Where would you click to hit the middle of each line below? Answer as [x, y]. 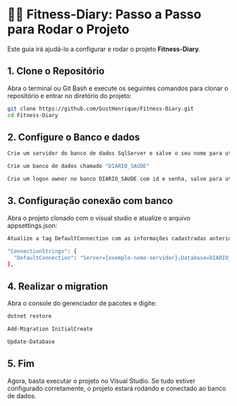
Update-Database [31, 342]
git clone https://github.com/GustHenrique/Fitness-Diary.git [101, 109]
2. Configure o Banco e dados [74, 137]
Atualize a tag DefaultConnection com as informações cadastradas [107, 238]
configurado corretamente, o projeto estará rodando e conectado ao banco [117, 388]
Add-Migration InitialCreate [50, 329]
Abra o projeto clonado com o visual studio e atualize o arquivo [99, 217]
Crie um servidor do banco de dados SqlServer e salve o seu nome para [115, 154]
